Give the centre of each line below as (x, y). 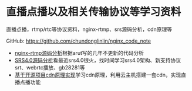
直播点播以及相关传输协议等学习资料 (94, 12)
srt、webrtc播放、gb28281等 (50, 67)
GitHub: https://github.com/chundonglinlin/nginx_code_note (79, 41)
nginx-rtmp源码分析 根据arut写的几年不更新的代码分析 (79, 52)
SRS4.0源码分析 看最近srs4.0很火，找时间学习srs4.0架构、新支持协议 (98, 60)
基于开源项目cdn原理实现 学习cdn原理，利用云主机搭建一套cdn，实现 (98, 75)
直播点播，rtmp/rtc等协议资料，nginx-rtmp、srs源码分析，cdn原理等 (89, 29)
